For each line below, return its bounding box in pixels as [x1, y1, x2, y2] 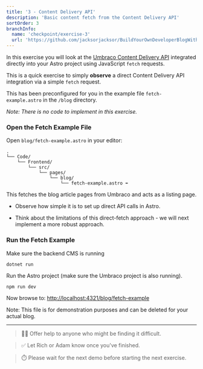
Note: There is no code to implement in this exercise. [6, 108, 138, 115]
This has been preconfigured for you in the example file [6, 90, 145, 97]
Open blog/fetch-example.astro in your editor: [6, 137, 123, 144]
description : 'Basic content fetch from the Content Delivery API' [6, 15, 180, 21]
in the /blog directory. [43, 96, 98, 103]
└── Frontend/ [17, 159, 53, 165]
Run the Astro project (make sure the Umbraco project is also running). [6, 272, 182, 279]
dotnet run [6, 261, 34, 267]
